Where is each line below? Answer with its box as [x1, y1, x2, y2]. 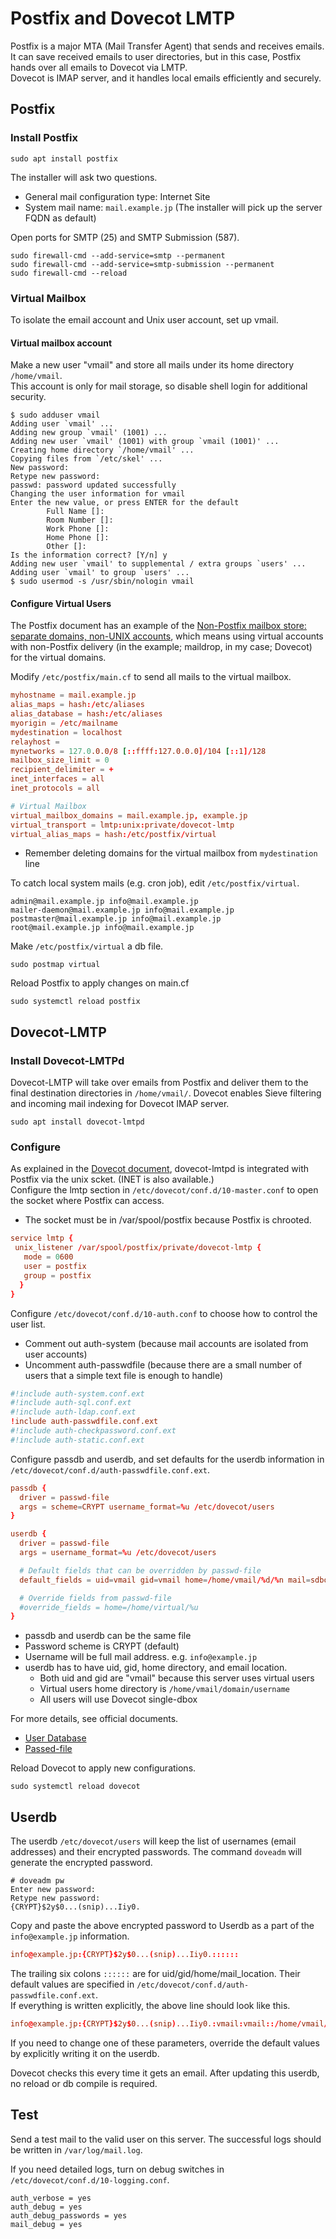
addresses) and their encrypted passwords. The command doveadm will [10, 1846, 302, 1858]
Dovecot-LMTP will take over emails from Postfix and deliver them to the [10, 1077, 309, 1089]
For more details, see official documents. [10, 1713, 179, 1725]
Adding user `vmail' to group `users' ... [10, 568, 190, 578]
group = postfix [23, 1270, 92, 1281]
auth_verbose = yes [10, 2193, 92, 2203]
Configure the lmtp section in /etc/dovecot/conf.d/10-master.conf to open [10, 1184, 319, 1196]
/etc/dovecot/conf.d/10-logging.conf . [10, 2173, 170, 2186]
